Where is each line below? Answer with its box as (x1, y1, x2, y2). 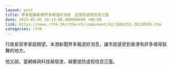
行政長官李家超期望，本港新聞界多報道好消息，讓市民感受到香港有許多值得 (5, 41, 162, 48)
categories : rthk (5, 27, 42, 32)
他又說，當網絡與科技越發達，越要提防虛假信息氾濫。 (5, 58, 118, 64)
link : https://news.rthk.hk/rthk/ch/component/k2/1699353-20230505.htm (5, 21, 161, 27)
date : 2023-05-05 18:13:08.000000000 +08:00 (5, 17, 102, 22)
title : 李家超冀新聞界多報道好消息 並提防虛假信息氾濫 (5, 12, 109, 17)
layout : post (5, 7, 33, 13)
